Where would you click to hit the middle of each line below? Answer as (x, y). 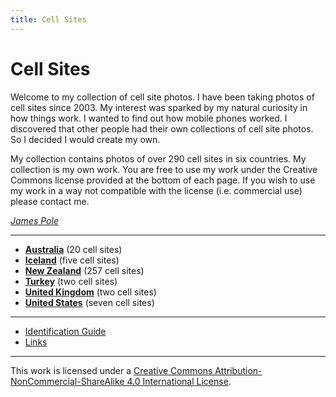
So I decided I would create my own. (85, 139)
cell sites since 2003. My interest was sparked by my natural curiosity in (159, 107)
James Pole (34, 220)
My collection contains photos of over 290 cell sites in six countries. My (158, 158)
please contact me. (50, 201)
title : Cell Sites (48, 19)
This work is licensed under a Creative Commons (111, 370)
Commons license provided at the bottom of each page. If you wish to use (163, 180)
